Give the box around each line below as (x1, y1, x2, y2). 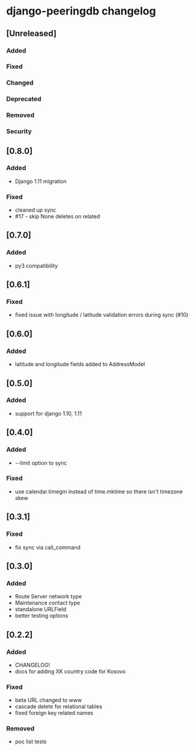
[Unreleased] (6, 28, 57, 39)
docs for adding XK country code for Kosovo (14, 668, 126, 675)
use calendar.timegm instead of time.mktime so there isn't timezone (14, 487, 183, 495)
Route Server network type (14, 593, 82, 600)
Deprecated (6, 95, 42, 103)
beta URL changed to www (14, 697, 82, 704)
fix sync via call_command (14, 543, 81, 551)
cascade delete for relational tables (14, 703, 103, 710)
